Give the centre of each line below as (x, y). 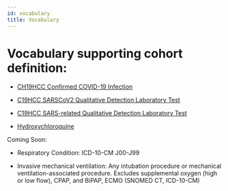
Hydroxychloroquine (45, 126)
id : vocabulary (29, 13)
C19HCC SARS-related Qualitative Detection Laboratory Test (102, 113)
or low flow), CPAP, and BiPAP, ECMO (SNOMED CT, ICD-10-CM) (108, 181)
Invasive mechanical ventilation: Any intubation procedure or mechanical (119, 166)
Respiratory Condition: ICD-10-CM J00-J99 (78, 153)
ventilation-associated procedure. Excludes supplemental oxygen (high (117, 173)
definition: (37, 68)
